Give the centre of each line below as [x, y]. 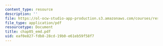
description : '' [21, 14]
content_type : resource [29, 9]
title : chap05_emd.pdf [28, 32]
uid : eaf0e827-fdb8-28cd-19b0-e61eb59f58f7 [50, 36]
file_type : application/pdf [33, 23]
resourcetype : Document [29, 27]
